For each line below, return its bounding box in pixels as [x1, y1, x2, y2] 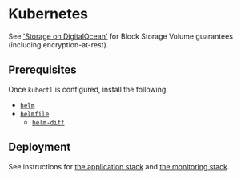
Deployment [8, 140, 71, 154]
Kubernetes [8, 5, 89, 23]
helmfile [19, 110, 50, 118]
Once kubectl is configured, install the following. [8, 84, 168, 94]
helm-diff [31, 118, 66, 127]
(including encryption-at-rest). [8, 39, 109, 49]
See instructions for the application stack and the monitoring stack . [8, 161, 230, 171]
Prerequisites [8, 63, 77, 77]
